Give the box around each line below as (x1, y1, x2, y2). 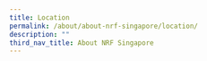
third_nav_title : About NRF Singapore (9, 38, 154, 48)
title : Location (9, 13, 70, 22)
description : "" (9, 30, 70, 39)
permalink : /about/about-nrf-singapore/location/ (9, 22, 199, 30)
